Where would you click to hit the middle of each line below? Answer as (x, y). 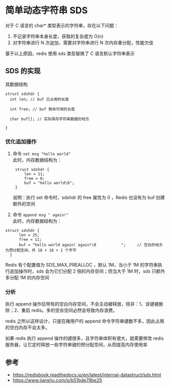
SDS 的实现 (23, 71)
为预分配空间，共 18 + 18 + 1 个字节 (41, 250)
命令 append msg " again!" (40, 215)
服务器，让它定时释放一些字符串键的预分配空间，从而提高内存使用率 (76, 345)
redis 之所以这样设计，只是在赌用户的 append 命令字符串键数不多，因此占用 (85, 321)
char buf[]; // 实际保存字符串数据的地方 (50, 119)
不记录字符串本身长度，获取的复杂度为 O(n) (58, 36)
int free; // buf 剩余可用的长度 (42, 109)
